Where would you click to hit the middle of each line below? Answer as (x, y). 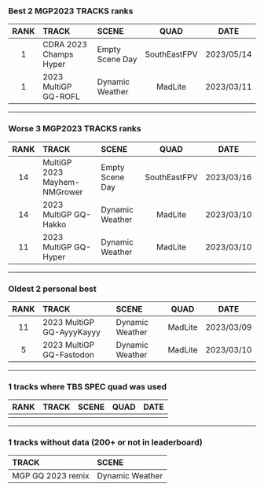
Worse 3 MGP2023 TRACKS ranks (75, 129)
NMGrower (63, 192)
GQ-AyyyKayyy (71, 332)
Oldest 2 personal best (52, 289)
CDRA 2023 (65, 45)
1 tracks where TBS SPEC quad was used (88, 386)
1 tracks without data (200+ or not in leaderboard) (105, 442)
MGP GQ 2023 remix (51, 476)
